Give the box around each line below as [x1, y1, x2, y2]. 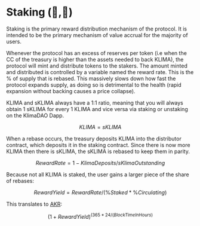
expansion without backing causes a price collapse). [6, 87, 136, 94]
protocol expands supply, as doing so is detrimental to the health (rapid [6, 81, 182, 88]
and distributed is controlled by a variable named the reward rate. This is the [6, 68, 194, 75]
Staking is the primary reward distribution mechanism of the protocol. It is [6, 25, 187, 32]
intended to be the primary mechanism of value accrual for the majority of [6, 31, 188, 38]
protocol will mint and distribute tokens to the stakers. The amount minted [6, 62, 188, 69]
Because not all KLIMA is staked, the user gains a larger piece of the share [6, 170, 189, 178]
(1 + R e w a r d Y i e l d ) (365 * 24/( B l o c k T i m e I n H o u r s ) [47, 212, 153, 220]
